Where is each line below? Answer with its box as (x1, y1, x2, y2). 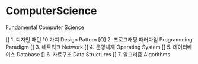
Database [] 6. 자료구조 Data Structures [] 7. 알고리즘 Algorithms (16, 50, 171, 57)
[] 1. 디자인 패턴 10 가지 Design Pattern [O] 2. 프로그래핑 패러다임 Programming (5, 36, 193, 43)
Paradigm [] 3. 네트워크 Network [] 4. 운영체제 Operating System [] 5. (5, 43, 172, 50)
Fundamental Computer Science (5, 24, 84, 31)
